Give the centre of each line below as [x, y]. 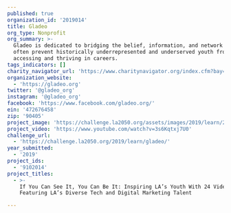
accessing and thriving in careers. [66, 59]
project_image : [29, 122]
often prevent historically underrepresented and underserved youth [113, 52]
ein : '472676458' [32, 110]
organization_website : [40, 78]
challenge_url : [29, 135]
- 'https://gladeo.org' [47, 84]
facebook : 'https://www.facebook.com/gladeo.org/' [81, 103]
